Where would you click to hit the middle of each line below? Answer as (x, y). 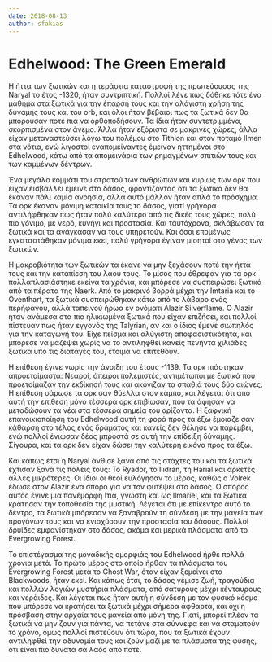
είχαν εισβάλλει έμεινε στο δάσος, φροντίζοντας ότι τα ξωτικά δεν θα (128, 189)
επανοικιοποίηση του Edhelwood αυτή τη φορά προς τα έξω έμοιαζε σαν (132, 419)
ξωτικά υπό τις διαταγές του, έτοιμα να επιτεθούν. (94, 352)
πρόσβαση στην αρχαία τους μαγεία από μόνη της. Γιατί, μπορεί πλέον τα (134, 615)
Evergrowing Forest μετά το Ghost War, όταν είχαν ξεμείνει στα (116, 572)
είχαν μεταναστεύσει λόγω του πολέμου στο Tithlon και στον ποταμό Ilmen (135, 138)
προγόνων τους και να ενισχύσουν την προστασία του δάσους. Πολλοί (129, 521)
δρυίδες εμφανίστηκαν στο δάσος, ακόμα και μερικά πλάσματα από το (128, 530)
